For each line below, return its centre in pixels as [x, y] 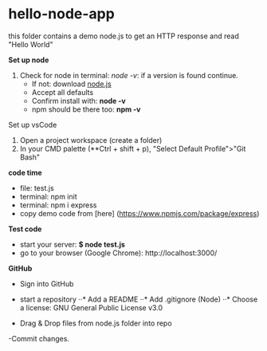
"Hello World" [31, 44]
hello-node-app [62, 14]
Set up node [29, 60]
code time [25, 172]
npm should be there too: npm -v [86, 109]
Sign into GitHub [47, 283]
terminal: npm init [48, 196]
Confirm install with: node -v [79, 101]
